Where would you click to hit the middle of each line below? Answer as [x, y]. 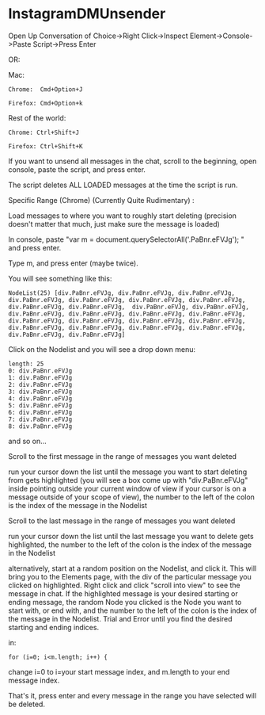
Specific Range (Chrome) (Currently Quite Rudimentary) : [102, 200]
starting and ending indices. [54, 627]
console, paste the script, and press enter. [77, 169]
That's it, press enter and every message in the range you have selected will [132, 695]
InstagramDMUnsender [87, 14]
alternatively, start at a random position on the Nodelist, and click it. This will [132, 568]
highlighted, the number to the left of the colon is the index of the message [130, 545]
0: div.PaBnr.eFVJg [40, 371]
